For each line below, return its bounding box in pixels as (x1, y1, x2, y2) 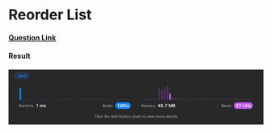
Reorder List (8, 6, 92, 24)
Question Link (8, 32, 57, 42)
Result (8, 51, 31, 61)
